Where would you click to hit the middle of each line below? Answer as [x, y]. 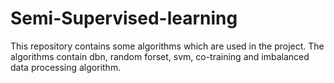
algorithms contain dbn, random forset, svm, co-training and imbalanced [160, 56]
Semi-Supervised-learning [124, 18]
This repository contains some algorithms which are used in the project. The [167, 46]
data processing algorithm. [66, 67]
